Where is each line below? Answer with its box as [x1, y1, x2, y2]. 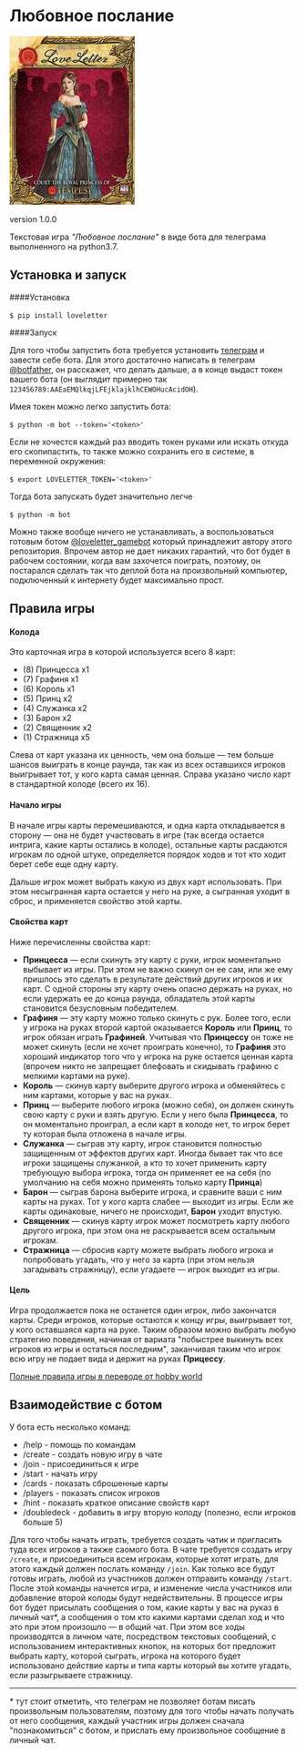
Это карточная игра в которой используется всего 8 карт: [9, 647, 236, 657]
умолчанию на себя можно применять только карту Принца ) [22, 1177, 263, 1187]
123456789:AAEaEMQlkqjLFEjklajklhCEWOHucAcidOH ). [9, 383, 199, 394]
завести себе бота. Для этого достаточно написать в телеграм [9, 354, 256, 365]
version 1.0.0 [9, 213, 57, 224]
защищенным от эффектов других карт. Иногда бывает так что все [22, 1147, 283, 1158]
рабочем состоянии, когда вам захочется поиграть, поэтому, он [9, 555, 261, 566]
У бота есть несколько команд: [9, 1422, 132, 1432]
